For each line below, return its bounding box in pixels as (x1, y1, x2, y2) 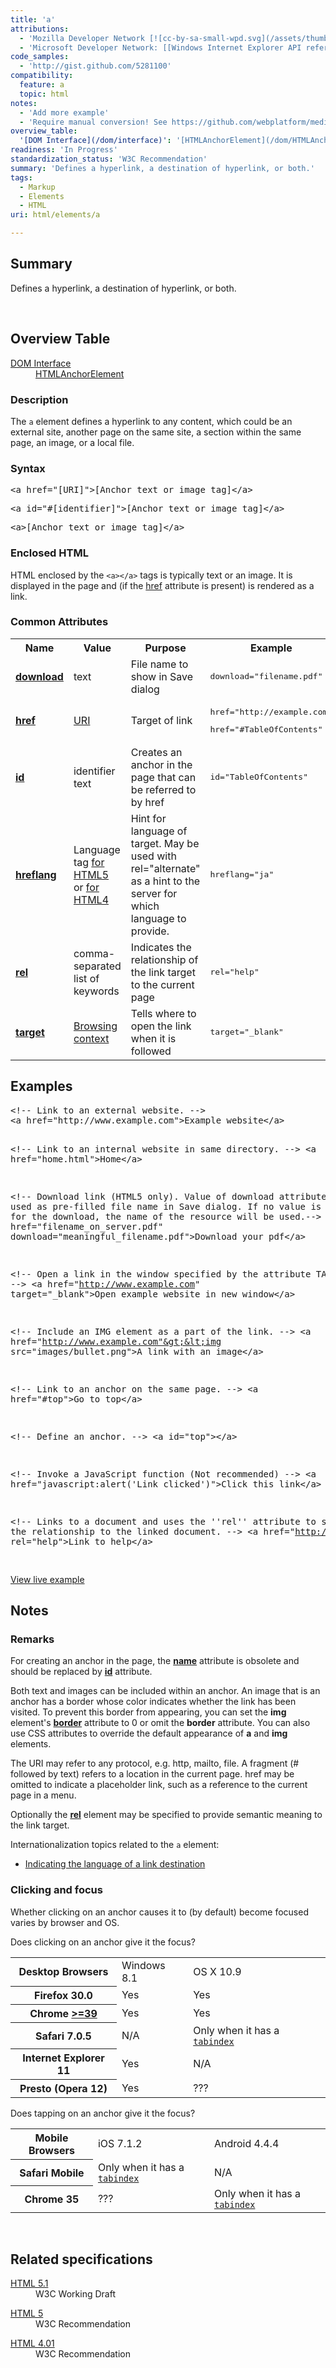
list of (73, 971, 100, 985)
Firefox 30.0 (34, 1989, 93, 2003)
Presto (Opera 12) (19, 2082, 108, 2096)
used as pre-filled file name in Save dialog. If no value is (10, 1201, 322, 1212)
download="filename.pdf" (209, 671, 323, 682)
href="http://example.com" (209, 706, 333, 717)
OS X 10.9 (193, 1964, 242, 1978)
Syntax (10, 461, 46, 475)
